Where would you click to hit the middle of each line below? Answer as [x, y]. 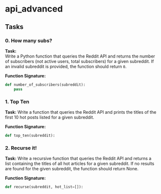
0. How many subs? [29, 41]
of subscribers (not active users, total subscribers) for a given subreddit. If [80, 61]
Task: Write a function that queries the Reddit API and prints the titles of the [81, 112]
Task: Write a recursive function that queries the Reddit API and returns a [78, 159]
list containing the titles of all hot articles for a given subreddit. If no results [80, 164]
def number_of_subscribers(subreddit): [45, 85]
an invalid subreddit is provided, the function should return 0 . [66, 66]
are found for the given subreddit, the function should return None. [72, 169]
